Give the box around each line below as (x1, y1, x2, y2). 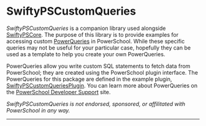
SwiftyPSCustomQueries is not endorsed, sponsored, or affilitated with (6, 100, 186, 108)
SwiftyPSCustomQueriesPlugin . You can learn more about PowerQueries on (6, 81, 198, 89)
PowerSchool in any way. (6, 106, 71, 114)
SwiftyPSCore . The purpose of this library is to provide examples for (6, 31, 179, 38)
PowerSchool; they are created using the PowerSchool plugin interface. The (6, 69, 198, 76)
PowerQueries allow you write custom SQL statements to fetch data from (6, 62, 191, 70)
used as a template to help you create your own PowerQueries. (6, 50, 166, 57)
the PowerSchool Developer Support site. (6, 88, 111, 95)
